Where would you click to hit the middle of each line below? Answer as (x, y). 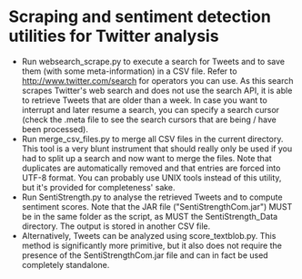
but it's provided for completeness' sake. (98, 187)
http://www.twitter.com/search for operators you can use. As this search (157, 80)
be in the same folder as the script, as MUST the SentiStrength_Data (150, 216)
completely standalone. (65, 264)
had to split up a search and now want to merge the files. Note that (146, 158)
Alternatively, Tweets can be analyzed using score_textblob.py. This (149, 235)
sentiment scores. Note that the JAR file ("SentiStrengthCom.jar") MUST (157, 206)
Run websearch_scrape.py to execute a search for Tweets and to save (153, 61)
